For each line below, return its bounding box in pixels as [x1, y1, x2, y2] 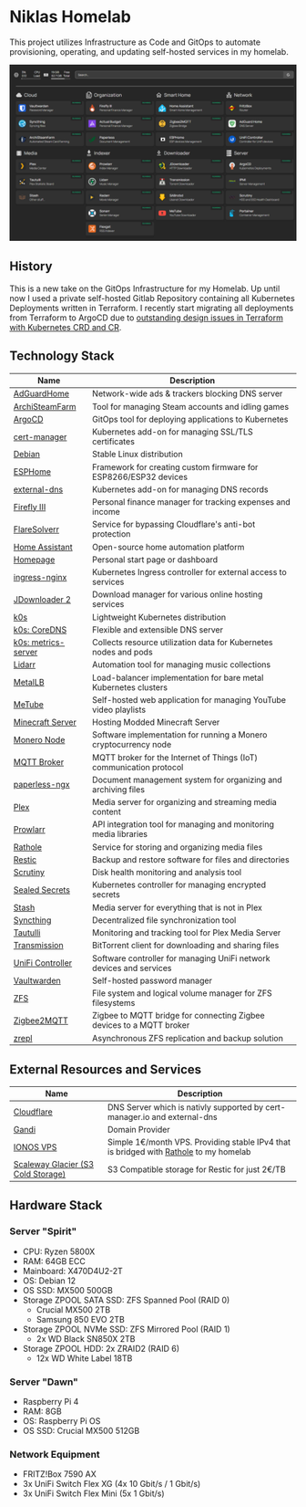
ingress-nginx [13, 571, 67, 582]
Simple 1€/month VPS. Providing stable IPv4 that [107, 1136, 291, 1147]
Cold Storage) [13, 1168, 66, 1179]
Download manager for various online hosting [92, 589, 263, 600]
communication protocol [92, 761, 184, 772]
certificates [92, 436, 135, 447]
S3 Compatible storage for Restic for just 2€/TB [107, 1164, 286, 1175]
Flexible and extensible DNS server [92, 623, 223, 635]
